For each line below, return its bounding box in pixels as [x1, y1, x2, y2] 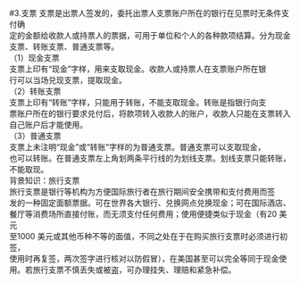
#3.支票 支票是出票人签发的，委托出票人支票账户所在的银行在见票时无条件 [9, 8, 282, 18]
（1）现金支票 [9, 53, 60, 62]
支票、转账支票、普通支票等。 [9, 41, 119, 52]
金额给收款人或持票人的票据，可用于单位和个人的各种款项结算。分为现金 [24, 30, 291, 40]
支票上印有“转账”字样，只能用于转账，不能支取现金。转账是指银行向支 [9, 97, 267, 107]
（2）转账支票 [9, 86, 62, 96]
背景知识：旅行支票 [9, 175, 80, 186]
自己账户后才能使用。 [9, 120, 87, 129]
